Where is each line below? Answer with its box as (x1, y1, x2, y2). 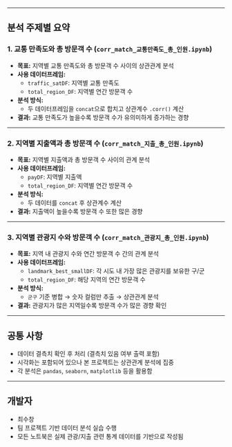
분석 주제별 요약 (7, 22, 70, 34)
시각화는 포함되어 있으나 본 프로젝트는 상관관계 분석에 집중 (17, 358, 175, 366)
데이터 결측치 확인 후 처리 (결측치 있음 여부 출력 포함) (17, 350, 160, 358)
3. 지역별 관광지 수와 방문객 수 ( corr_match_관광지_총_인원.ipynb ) (7, 232, 209, 242)
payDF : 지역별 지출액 (27, 172, 82, 181)
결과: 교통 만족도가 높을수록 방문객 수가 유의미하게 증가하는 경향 (17, 113, 189, 121)
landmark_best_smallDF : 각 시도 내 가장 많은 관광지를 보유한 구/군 (27, 267, 205, 275)
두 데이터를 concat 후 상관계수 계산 (27, 198, 122, 207)
